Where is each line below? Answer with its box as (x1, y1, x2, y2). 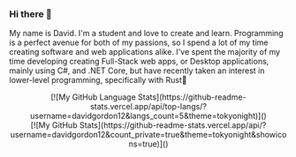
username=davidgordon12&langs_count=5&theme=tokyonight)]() (30, 110, 267, 122)
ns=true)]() (128, 138, 169, 149)
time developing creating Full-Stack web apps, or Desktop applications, (9, 56, 269, 67)
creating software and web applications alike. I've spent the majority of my (9, 47, 281, 57)
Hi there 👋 (9, 8, 53, 20)
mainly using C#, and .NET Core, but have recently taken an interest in (9, 65, 265, 76)
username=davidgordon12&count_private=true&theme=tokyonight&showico (10, 130, 287, 140)
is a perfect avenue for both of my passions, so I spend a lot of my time (9, 37, 269, 48)
